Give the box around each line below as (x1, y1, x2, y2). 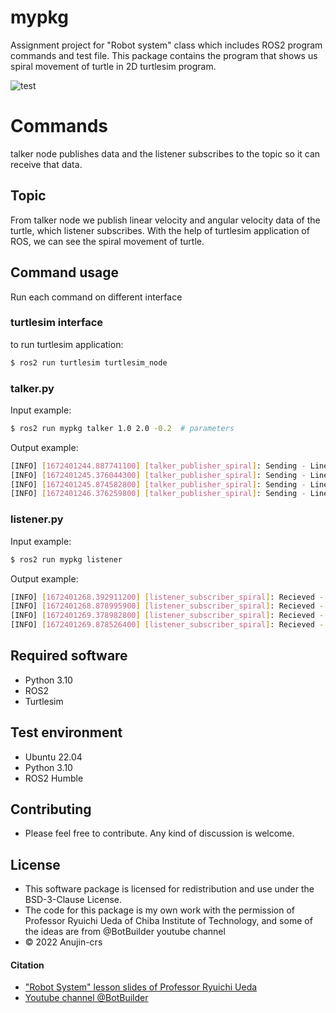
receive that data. (10, 158, 83, 170)
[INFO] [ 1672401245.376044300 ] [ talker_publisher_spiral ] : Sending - (10, 470, 307, 480)
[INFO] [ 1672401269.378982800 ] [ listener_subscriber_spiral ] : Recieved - (10, 611, 325, 621)
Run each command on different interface (10, 291, 183, 303)
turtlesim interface (10, 316, 104, 330)
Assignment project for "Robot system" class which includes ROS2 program (10, 39, 323, 51)
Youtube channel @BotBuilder (24, 992, 149, 1004)
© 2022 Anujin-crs (24, 936, 103, 948)
